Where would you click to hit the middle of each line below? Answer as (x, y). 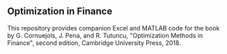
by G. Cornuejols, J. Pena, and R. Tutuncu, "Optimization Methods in (105, 35)
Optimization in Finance (60, 11)
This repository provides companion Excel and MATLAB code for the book (113, 28)
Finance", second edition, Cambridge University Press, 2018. (94, 43)
